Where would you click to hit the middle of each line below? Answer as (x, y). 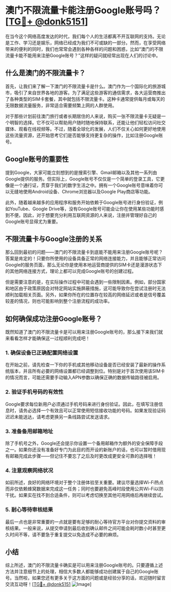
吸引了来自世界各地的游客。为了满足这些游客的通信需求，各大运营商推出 (90, 93)
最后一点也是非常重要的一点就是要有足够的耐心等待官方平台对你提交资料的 (83, 522)
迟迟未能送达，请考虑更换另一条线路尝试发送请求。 (59, 417)
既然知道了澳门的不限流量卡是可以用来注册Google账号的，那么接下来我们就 (84, 332)
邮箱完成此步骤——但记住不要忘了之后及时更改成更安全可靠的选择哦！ (83, 456)
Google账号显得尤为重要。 (33, 221)
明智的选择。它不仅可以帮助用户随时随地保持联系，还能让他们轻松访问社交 (88, 122)
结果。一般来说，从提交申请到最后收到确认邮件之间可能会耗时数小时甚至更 (88, 528)
